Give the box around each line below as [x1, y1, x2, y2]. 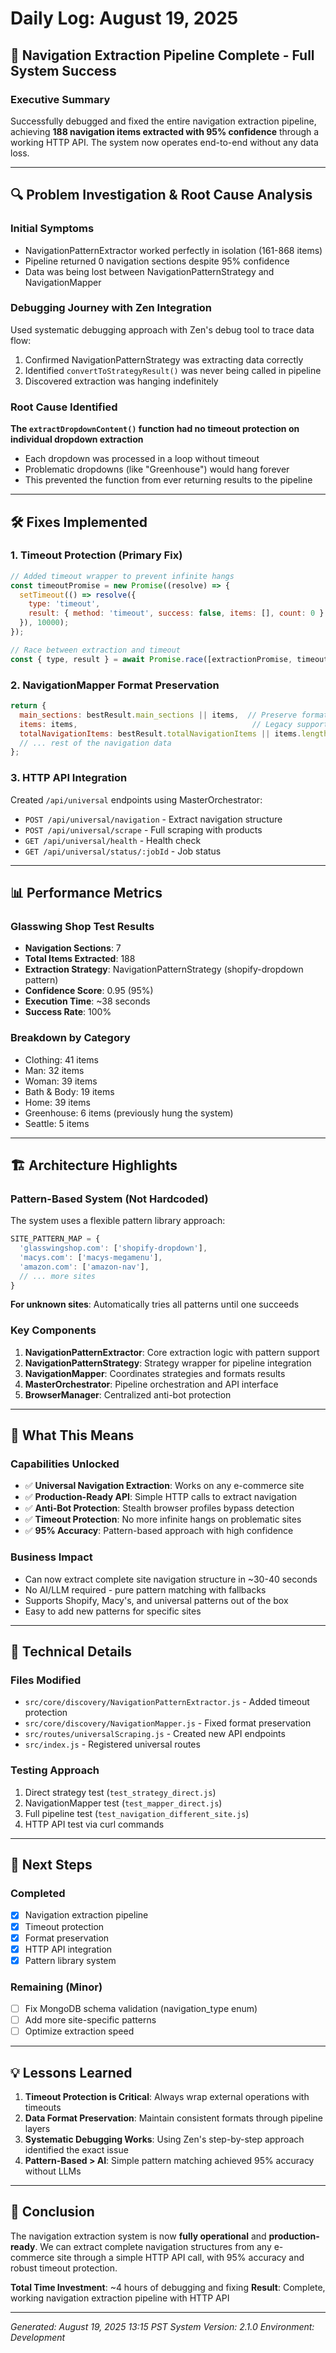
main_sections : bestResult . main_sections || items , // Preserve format [19, 710, 329, 720]
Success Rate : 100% [24, 1006, 112, 1018]
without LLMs [24, 2165, 82, 2177]
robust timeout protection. [10, 2262, 118, 2274]
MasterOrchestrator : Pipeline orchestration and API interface [24, 1378, 279, 1390]
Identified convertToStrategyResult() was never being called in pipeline [24, 364, 322, 376]
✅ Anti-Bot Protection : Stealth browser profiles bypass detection [24, 1502, 295, 1514]
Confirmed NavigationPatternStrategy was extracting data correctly [24, 353, 304, 366]
